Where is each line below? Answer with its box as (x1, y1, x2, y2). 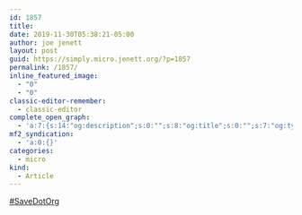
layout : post (9, 47, 58, 56)
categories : (9, 146, 54, 155)
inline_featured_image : (9, 72, 99, 81)
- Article (17, 171, 54, 180)
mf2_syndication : (9, 130, 75, 139)
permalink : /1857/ (9, 64, 78, 73)
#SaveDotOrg (9, 196, 60, 207)
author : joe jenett (9, 38, 83, 47)
